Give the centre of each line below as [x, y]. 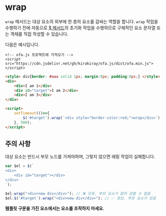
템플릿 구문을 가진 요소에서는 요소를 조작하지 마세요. [55, 208]
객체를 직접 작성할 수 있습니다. [39, 34]
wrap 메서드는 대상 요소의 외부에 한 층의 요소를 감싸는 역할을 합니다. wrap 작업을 [82, 21]
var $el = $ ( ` [20, 166]
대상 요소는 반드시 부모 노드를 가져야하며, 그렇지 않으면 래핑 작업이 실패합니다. [80, 157]
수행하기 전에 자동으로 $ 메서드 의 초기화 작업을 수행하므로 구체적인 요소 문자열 [80, 28]
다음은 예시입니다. [22, 44]
